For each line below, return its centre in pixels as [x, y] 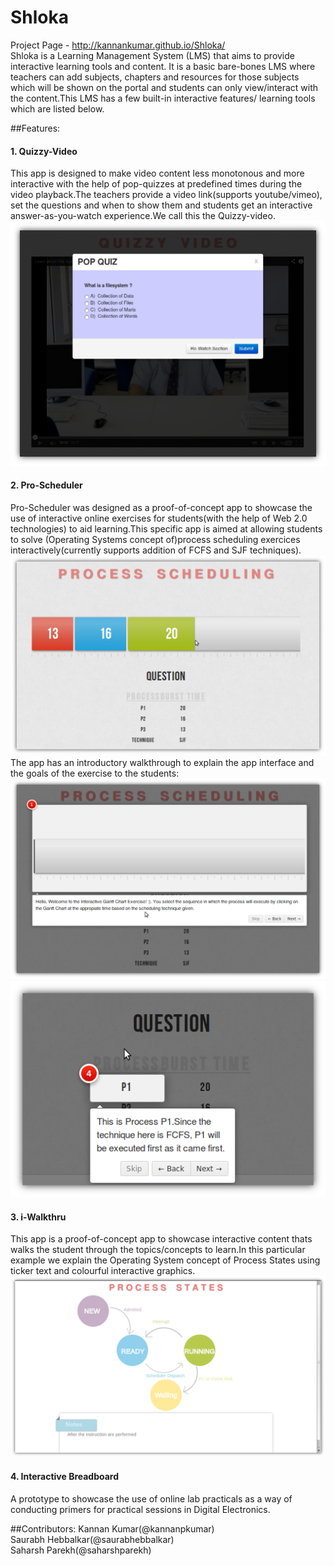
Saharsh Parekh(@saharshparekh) [81, 1550]
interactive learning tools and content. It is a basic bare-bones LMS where [163, 66]
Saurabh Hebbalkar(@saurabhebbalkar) [92, 1539]
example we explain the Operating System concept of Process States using [165, 1260]
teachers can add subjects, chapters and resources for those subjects [155, 77]
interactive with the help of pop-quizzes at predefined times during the [156, 184]
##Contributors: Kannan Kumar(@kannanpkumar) [112, 1528]
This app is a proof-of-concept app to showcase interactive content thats [161, 1239]
